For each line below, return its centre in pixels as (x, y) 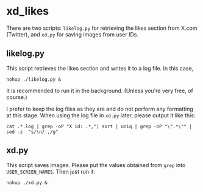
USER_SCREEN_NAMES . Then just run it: (51, 171)
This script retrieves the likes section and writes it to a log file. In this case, (100, 68)
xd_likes (28, 11)
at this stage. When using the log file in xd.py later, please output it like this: (101, 115)
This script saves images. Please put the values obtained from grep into (96, 165)
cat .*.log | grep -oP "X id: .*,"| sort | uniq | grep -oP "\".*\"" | (99, 126)
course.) (17, 97)
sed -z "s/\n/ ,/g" (33, 132)
